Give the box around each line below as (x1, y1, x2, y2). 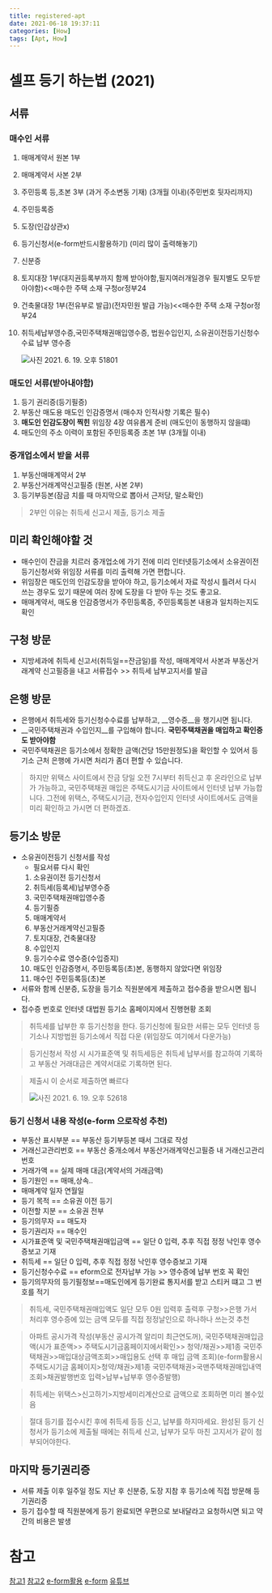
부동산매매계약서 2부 (20, 470, 87, 479)
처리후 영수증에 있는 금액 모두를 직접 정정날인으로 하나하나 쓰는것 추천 (28, 1314, 250, 1324)
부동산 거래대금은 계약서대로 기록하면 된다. (37, 1058, 172, 1068)
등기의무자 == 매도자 (20, 1216, 87, 1226)
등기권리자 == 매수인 (20, 1226, 87, 1236)
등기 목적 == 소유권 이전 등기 (20, 1196, 113, 1206)
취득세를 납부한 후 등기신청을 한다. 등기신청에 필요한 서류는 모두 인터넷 (28, 1021, 252, 1031)
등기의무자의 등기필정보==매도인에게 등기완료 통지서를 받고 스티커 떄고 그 (20, 1277, 254, 1287)
